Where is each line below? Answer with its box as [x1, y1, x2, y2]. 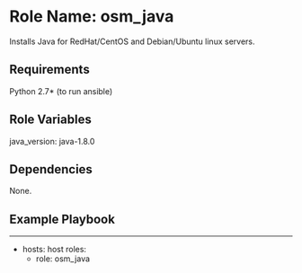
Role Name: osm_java [9, 6, 174, 27]
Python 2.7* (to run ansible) [9, 85, 113, 96]
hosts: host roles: [22, 244, 87, 255]
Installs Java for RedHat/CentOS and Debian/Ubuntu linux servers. [9, 36, 255, 47]
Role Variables [9, 112, 92, 128]
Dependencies [9, 162, 93, 177]
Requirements [9, 62, 90, 77]
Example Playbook [9, 211, 115, 226]
